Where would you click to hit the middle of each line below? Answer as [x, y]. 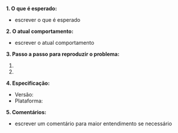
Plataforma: [29, 101]
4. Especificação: [28, 83]
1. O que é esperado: [32, 9]
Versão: [24, 94]
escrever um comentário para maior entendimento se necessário [93, 124]
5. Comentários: [26, 112]
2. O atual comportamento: [40, 31]
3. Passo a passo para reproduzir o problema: [63, 54]
